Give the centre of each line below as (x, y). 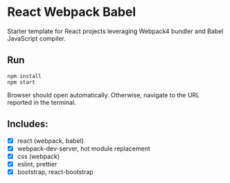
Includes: (28, 124)
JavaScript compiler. (36, 38)
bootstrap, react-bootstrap (55, 172)
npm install (24, 76)
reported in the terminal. (42, 102)
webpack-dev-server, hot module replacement (83, 148)
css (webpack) (38, 156)
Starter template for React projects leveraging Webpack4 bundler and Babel (115, 31)
